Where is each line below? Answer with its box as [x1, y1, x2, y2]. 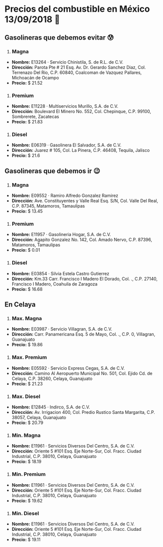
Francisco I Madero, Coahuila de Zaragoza [11, 281, 98, 287]
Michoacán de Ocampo [11, 74, 59, 80]
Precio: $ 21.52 [11, 80, 43, 86]
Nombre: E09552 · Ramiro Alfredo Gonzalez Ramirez [11, 192, 118, 199]
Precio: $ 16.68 [11, 286, 43, 292]
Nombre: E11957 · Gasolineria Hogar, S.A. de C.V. [11, 232, 111, 238]
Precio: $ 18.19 [11, 459, 42, 465]
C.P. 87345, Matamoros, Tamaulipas [11, 203, 85, 209]
